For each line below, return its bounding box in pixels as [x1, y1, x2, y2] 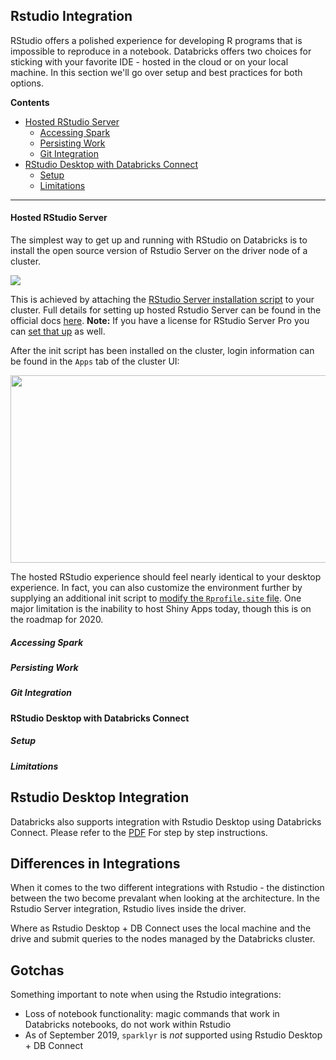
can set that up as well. [10, 325, 106, 338]
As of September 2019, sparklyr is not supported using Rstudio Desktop [24, 1029, 323, 1041]
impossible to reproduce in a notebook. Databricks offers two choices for [10, 45, 312, 57]
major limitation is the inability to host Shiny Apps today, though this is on [10, 603, 312, 615]
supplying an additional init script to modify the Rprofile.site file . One [10, 592, 302, 604]
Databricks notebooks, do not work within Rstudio [24, 1019, 232, 1031]
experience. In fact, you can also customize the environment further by [10, 582, 303, 594]
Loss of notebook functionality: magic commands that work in [24, 1008, 280, 1020]
